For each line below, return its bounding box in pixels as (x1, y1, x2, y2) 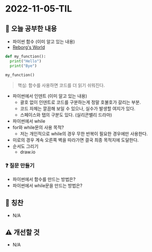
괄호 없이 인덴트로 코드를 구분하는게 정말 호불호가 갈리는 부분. (20, 99, 141, 105)
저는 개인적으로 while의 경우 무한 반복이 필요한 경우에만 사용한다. (20, 130, 148, 136)
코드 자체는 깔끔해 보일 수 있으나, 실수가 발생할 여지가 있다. (20, 105, 136, 111)
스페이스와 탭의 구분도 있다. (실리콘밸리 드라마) (20, 112, 112, 118)
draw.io (20, 149, 36, 155)
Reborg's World (12, 44, 45, 50)
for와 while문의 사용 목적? (12, 124, 64, 130)
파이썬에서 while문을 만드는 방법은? (12, 182, 83, 189)
